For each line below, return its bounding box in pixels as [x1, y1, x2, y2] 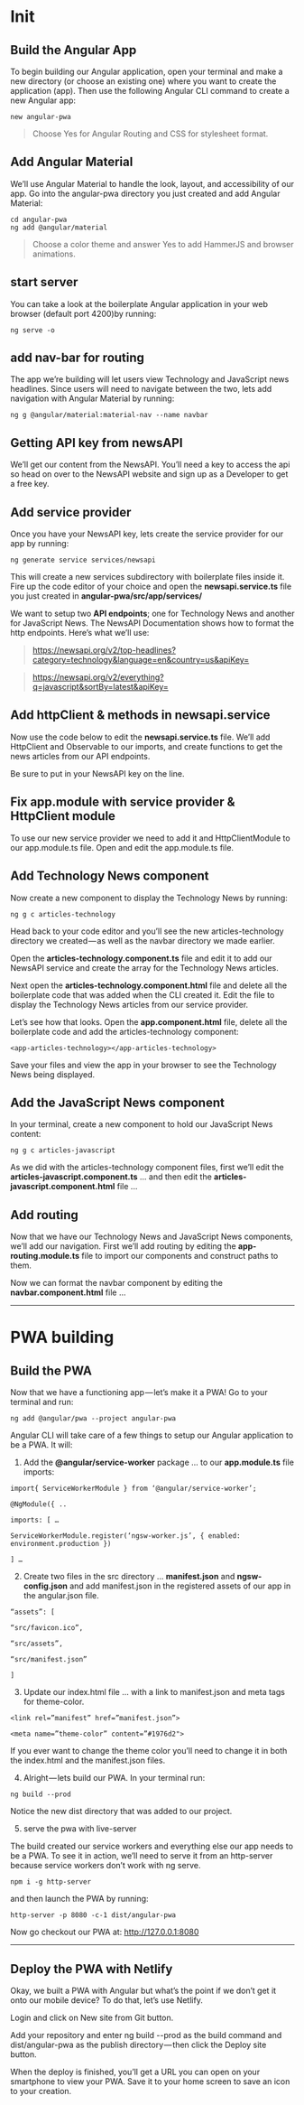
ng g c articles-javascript [10, 1146, 116, 1155]
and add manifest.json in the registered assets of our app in [69, 1580, 291, 1591]
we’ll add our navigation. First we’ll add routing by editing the [10, 1241, 237, 1252]
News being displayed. [10, 1068, 96, 1080]
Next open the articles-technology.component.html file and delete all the [10, 980, 288, 991]
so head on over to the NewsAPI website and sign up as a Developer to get [10, 469, 289, 480]
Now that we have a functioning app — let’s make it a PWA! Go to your [10, 1387, 269, 1398]
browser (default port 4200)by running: [10, 308, 157, 319]
